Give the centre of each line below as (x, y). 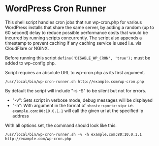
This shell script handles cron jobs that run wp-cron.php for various (74, 22)
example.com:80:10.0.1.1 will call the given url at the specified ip (78, 111)
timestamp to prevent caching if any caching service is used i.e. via (73, 43)
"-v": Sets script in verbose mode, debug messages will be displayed (82, 100)
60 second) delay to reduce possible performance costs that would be (77, 32)
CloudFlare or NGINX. (27, 48)
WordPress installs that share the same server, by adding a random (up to (79, 27)
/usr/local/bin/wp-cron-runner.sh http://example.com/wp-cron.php (75, 82)
